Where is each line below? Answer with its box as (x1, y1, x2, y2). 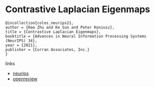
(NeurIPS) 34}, (5, 38, 38, 43)
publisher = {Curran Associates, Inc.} (5, 47, 90, 52)
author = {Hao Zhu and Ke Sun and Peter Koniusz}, (5, 24, 115, 30)
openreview (12, 75, 38, 82)
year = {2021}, (5, 42, 38, 48)
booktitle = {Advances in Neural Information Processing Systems (5, 34, 146, 39)
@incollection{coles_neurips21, (5, 20, 74, 25)
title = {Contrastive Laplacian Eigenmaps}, (5, 29, 101, 34)
